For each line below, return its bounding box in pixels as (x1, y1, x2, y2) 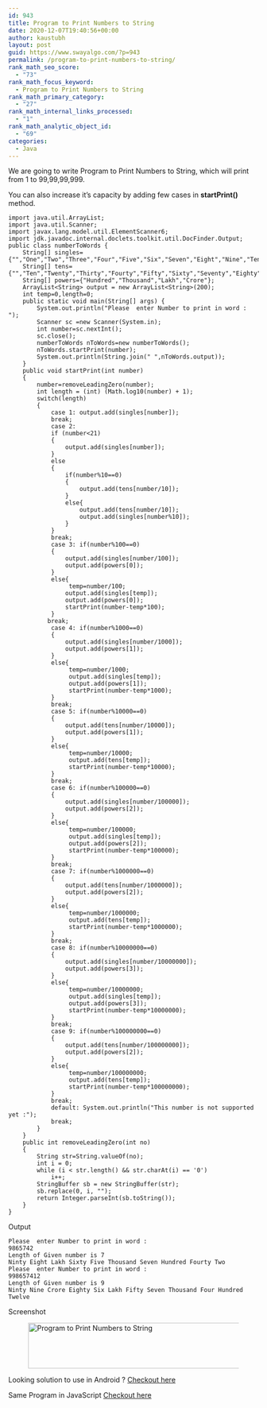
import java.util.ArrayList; (8, 214, 105, 222)
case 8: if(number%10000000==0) (50, 944, 158, 952)
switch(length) (37, 395, 87, 403)
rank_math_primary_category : (8, 93, 105, 101)
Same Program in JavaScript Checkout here (8, 1391, 153, 1400)
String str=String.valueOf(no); (37, 1153, 145, 1161)
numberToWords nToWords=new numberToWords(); (37, 339, 191, 347)
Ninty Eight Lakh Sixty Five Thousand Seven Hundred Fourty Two (8, 1259, 226, 1267)
